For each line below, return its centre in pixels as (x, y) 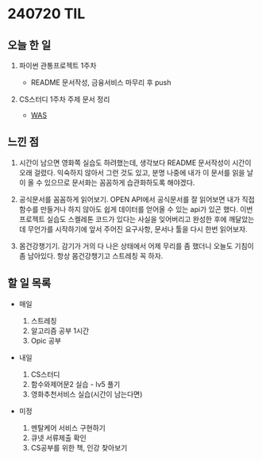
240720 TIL (46, 14)
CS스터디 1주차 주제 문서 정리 (64, 99)
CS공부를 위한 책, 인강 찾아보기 (79, 447)
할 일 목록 (29, 284)
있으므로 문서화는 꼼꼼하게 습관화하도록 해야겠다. (119, 182)
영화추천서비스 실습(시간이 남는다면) (87, 394)
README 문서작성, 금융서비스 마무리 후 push (101, 82)
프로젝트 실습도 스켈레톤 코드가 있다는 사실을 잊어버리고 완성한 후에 (123, 219)
